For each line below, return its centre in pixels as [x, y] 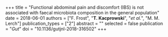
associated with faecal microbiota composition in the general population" [82, 13]
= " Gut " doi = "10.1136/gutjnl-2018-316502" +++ [56, 29]
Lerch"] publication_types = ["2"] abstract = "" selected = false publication [84, 23]
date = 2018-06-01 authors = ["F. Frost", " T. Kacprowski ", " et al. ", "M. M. [82, 18]
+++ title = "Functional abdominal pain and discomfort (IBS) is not [75, 7]
